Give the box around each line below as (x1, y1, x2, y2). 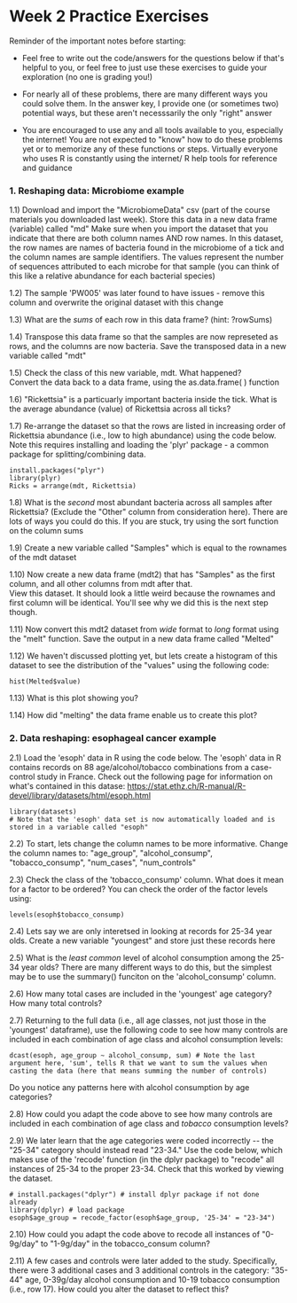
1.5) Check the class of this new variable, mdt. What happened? (9, 368, 242, 378)
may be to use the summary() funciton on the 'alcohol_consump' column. (9, 971, 277, 981)
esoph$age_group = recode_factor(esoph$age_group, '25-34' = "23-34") (9, 1213, 276, 1222)
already (9, 1198, 38, 1206)
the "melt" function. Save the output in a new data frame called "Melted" (9, 634, 275, 644)
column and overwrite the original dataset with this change (9, 297, 224, 308)
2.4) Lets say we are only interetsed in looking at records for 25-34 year (9, 925, 273, 936)
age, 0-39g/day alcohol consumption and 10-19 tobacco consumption (25, 1274, 281, 1284)
